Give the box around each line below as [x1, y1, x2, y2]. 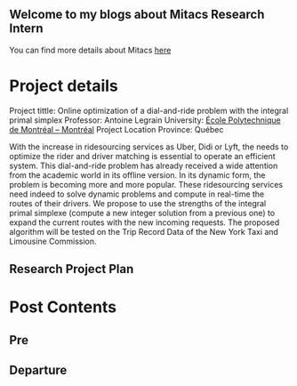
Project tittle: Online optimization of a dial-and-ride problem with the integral [9, 105, 289, 116]
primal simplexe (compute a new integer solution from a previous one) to [9, 207, 276, 218]
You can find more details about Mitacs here [9, 44, 172, 55]
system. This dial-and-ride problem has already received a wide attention [9, 160, 278, 171]
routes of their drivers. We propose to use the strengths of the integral [9, 197, 267, 208]
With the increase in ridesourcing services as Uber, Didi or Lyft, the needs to [9, 141, 289, 152]
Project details [9, 76, 118, 96]
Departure [9, 363, 68, 378]
